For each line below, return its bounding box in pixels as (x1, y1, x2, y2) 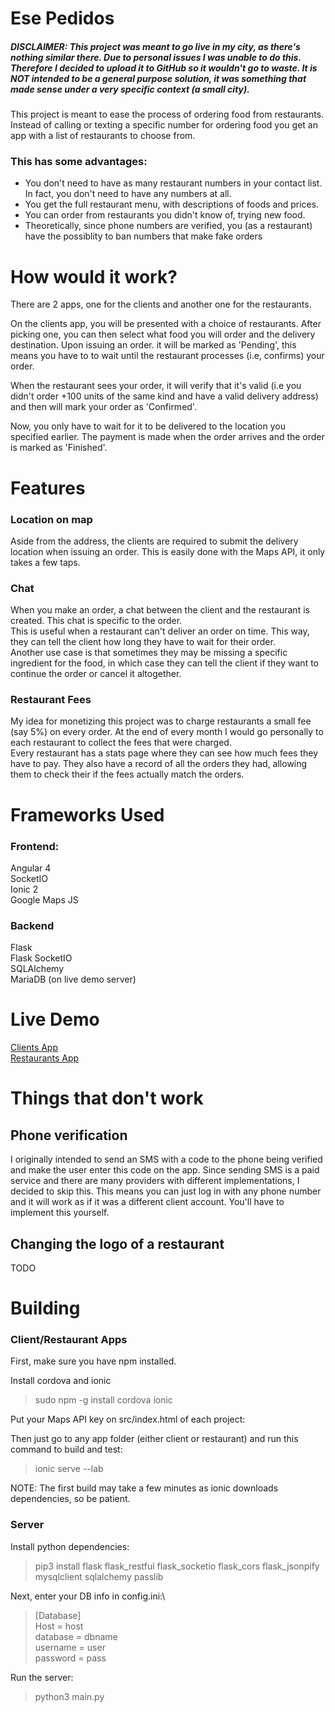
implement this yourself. (10, 1207, 110, 1219)
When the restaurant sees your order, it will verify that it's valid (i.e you (10, 380, 302, 392)
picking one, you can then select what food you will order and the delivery (10, 328, 316, 341)
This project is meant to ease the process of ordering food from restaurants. (10, 108, 325, 121)
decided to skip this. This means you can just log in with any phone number (10, 1185, 322, 1197)
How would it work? (10, 265, 178, 288)
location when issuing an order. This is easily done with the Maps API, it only (10, 545, 326, 557)
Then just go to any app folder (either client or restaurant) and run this (10, 1433, 299, 1445)
